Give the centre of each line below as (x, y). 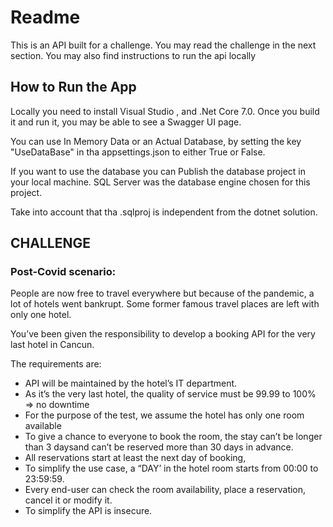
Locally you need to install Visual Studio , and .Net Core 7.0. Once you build (165, 111)
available (43, 426)
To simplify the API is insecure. (88, 511)
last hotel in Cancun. (52, 345)
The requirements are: (56, 364)
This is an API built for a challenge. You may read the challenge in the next (163, 45)
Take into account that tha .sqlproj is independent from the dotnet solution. (164, 212)
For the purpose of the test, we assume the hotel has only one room (164, 415)
